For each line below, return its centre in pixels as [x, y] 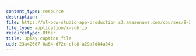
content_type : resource [35, 11]
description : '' [26, 17]
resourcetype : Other [31, 33]
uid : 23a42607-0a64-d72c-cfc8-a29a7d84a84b [60, 44]
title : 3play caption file [39, 38]
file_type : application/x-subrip [47, 28]
